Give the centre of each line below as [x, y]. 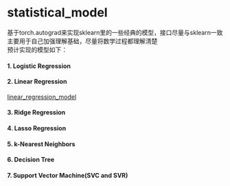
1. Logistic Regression [39, 66]
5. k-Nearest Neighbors [41, 144]
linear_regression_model [42, 97]
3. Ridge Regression [36, 113]
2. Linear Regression [37, 82]
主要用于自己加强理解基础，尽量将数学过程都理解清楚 [82, 41]
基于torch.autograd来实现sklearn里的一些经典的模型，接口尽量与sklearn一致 [115, 32]
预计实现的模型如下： [37, 49]
